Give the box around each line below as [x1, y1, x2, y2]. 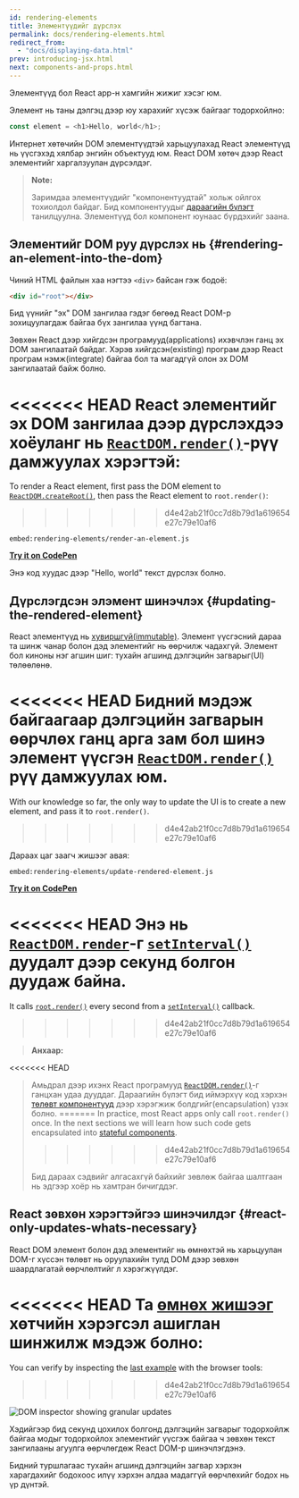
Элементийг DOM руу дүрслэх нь [9, 237, 207, 252]
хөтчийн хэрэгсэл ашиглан [9, 1314, 221, 1334]
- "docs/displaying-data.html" [17, 46, 134, 55]
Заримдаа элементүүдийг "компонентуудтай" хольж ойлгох [30, 191, 262, 202]
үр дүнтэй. [9, 1478, 50, 1489]
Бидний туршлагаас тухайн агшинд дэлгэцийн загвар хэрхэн [9, 1460, 243, 1470]
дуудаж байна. [9, 972, 127, 992]
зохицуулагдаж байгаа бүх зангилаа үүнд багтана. [9, 317, 203, 328]
